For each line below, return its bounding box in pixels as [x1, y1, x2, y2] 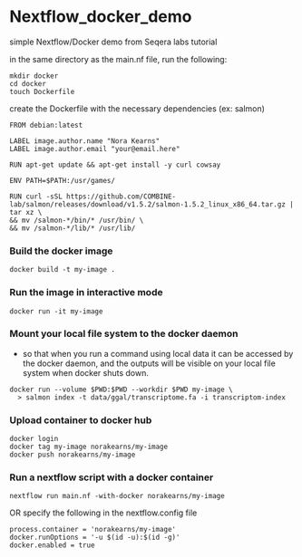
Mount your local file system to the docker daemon [9, 328, 239, 341]
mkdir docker [9, 71, 59, 81]
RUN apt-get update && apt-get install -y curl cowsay [9, 160, 221, 169]
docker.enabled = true [9, 541, 95, 550]
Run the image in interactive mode [9, 286, 163, 299]
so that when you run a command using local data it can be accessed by [22, 348, 294, 359]
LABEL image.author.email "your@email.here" [9, 144, 180, 153]
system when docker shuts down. [22, 367, 150, 378]
